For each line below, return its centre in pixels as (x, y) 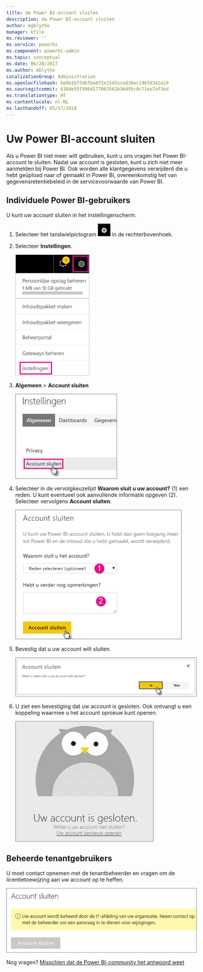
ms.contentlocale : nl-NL (37, 102)
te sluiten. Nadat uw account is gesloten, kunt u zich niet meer (105, 162)
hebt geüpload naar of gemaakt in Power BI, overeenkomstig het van (92, 175)
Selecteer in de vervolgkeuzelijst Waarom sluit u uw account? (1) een (102, 488)
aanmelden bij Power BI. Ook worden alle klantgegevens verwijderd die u (97, 169)
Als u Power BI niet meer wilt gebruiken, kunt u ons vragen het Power (92, 156)
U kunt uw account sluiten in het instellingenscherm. (72, 215)
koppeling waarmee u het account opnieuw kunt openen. (86, 712)
